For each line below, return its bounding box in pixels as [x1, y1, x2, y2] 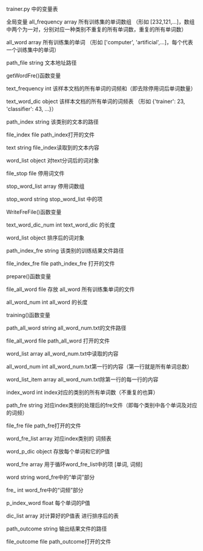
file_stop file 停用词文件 [6, 170, 65, 177]
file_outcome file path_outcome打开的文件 [6, 538, 111, 545]
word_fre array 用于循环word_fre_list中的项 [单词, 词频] [6, 461, 143, 468]
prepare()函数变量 [6, 273, 52, 280]
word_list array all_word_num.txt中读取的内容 [6, 350, 119, 357]
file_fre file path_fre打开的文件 [6, 422, 82, 429]
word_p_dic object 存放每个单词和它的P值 [6, 448, 110, 455]
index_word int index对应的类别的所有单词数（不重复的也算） [6, 389, 159, 396]
